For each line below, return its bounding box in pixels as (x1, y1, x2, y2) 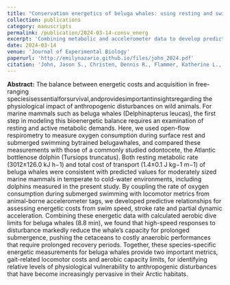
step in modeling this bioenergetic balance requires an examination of (7, 116, 204, 124)
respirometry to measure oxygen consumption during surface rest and (7, 131, 205, 139)
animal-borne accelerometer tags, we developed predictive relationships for (7, 196, 222, 205)
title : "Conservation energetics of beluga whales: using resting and (7, 10, 213, 17)
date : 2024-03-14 (7, 42, 57, 49)
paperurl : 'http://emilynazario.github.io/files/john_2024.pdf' (7, 55, 194, 62)
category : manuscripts (7, 23, 72, 30)
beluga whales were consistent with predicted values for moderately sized (7, 168, 217, 176)
